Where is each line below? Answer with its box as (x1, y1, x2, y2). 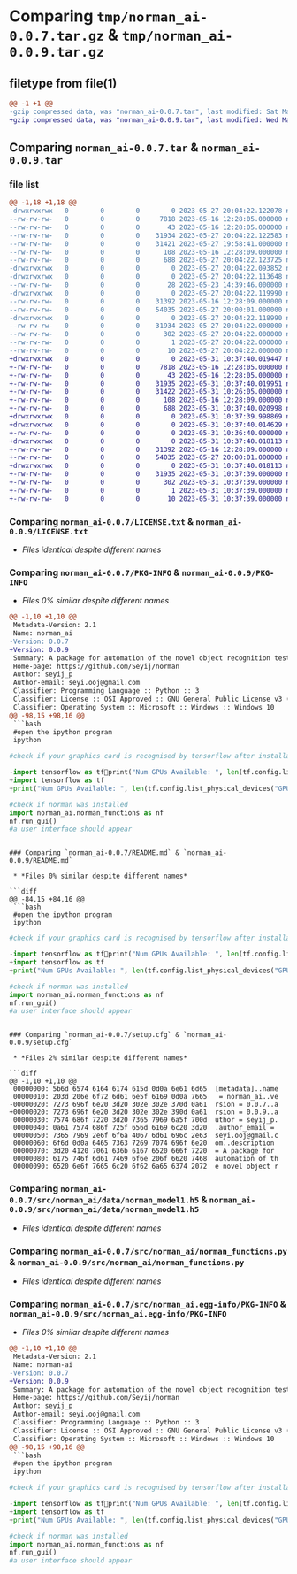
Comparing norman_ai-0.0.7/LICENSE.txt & (9, 515, 194, 527)
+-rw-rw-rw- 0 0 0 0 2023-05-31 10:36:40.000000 (9, 428, 283, 437)
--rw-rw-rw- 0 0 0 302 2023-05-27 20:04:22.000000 (9, 330, 283, 339)
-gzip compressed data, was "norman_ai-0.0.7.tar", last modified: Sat (9, 107, 278, 116)
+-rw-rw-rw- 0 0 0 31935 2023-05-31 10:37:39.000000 (9, 470, 283, 479)
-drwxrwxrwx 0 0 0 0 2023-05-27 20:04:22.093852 (9, 264, 283, 273)
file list (9, 178, 40, 190)
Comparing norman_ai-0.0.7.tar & (9, 140, 199, 156)
